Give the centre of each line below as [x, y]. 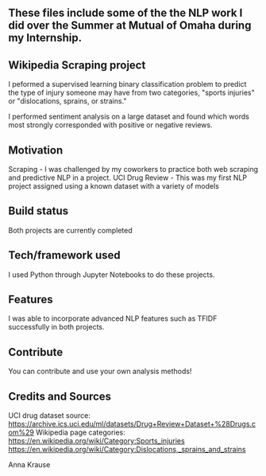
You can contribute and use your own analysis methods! [100, 371]
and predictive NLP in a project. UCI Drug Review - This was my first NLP [128, 178]
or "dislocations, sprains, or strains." [67, 101]
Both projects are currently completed [70, 230]
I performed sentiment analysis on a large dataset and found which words [129, 117]
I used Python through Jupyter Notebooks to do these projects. [112, 275]
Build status [39, 211]
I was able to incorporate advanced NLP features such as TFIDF [113, 318]
